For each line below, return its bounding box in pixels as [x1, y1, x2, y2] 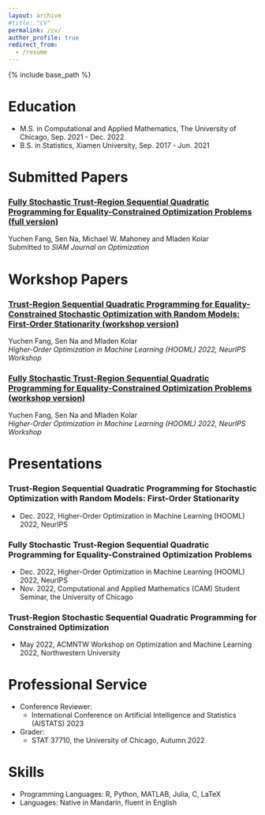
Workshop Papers [8, 270, 129, 289]
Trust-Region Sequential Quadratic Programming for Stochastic [8, 483, 257, 494]
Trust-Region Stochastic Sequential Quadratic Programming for [8, 612, 257, 623]
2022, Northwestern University [19, 648, 121, 658]
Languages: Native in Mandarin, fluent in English [19, 798, 177, 807]
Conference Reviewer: [19, 702, 92, 711]
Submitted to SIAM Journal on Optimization [8, 243, 150, 252]
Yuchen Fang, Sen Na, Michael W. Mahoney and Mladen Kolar [8, 234, 209, 243]
